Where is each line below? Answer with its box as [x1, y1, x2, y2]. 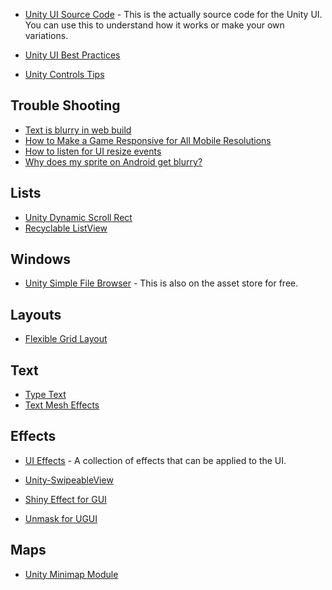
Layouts [10, 306, 62, 323]
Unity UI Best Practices [24, 49, 121, 61]
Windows [10, 251, 71, 268]
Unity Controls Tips [24, 69, 105, 80]
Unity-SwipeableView [24, 474, 114, 486]
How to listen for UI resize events [24, 145, 162, 157]
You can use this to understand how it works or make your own [24, 19, 285, 31]
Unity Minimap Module [24, 568, 119, 580]
